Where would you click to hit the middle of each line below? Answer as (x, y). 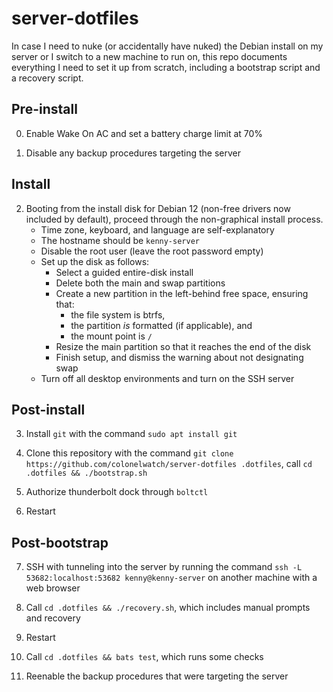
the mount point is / (111, 336)
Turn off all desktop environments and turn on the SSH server (167, 378)
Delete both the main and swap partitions (140, 283)
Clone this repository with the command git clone (129, 453)
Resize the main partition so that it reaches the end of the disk (183, 346)
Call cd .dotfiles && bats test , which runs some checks (144, 657)
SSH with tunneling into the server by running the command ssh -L (164, 567)
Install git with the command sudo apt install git (131, 434)
